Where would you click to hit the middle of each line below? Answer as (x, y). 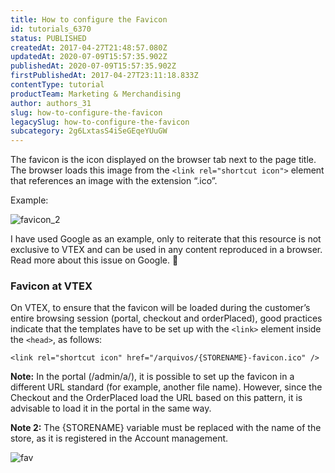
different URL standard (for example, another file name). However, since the (166, 387)
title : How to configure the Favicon (89, 19)
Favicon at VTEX (51, 286)
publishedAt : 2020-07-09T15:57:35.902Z (93, 66)
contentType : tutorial (57, 85)
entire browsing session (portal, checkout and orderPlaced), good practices (166, 318)
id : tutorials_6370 (51, 29)
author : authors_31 (51, 103)
